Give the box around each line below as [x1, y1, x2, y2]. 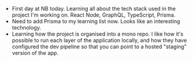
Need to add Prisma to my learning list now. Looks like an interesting [11, 18, 180, 24]
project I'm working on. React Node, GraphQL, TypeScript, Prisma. [11, 11, 176, 18]
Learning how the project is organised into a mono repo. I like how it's [11, 30, 183, 38]
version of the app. [11, 49, 59, 56]
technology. [11, 24, 42, 31]
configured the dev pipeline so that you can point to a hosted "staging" [11, 43, 187, 50]
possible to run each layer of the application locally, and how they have [11, 37, 187, 44]
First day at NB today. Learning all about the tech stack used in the [11, 5, 176, 12]
